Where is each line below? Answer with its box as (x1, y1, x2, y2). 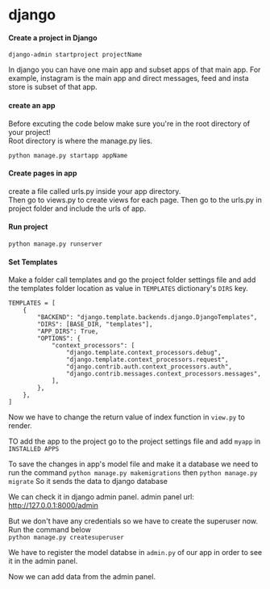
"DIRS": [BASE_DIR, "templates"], (37, 321, 153, 329)
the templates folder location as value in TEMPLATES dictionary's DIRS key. (8, 284, 248, 293)
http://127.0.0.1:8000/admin (8, 501, 98, 511)
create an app (8, 100, 56, 110)
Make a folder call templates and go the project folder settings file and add (8, 275, 256, 284)
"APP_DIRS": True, (37, 327, 99, 336)
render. (8, 421, 32, 431)
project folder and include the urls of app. (8, 204, 147, 213)
